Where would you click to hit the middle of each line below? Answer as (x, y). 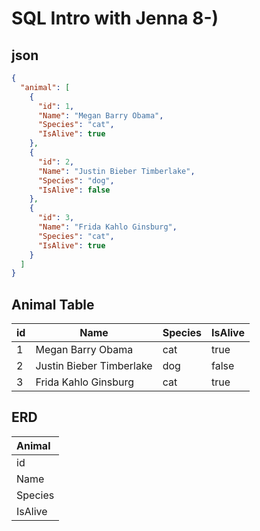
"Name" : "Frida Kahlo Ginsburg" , (107, 227)
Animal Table (53, 304)
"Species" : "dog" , (76, 180)
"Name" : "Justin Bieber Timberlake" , (116, 171)
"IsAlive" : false (74, 190)
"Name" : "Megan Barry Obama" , (100, 115)
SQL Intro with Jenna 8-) (115, 18)
